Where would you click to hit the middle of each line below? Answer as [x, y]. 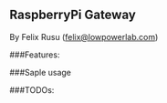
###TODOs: [32, 89]
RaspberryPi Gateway [73, 15]
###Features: [35, 55]
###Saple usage [40, 72]
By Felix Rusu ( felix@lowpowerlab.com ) [84, 36]
